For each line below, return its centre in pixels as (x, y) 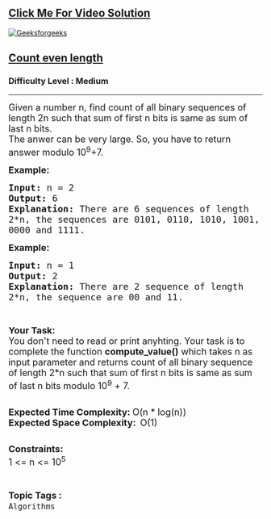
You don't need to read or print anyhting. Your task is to (127, 341)
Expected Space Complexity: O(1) (83, 423)
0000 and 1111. (47, 230)
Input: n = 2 (42, 187)
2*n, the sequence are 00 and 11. (96, 297)
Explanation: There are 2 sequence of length (126, 286)
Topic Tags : (35, 495)
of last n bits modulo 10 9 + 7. (69, 384)
